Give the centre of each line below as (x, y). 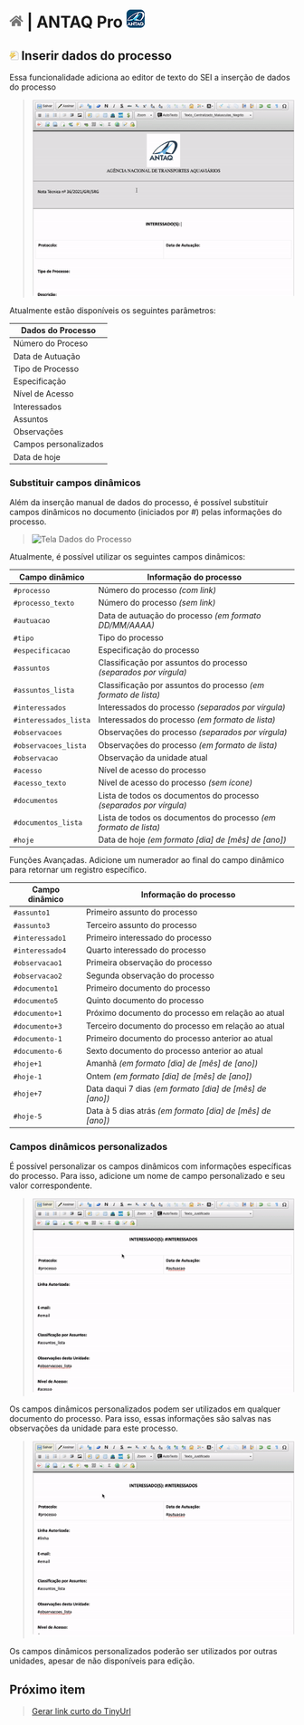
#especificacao (42, 651)
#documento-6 (38, 1052)
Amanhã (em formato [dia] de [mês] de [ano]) (172, 1063)
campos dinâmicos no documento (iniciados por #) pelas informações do (146, 513)
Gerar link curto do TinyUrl (81, 1711)
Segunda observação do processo (150, 975)
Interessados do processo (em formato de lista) (187, 720)
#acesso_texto (40, 783)
